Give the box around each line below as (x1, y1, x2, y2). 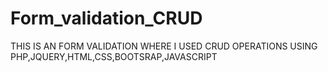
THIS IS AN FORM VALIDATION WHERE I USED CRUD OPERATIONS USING (10, 40, 318, 52)
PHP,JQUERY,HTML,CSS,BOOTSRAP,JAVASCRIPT (10, 50, 218, 62)
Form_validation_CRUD (10, 7, 203, 30)
